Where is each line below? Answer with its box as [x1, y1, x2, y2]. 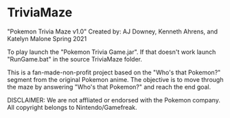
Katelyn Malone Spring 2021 [7, 34, 87, 42]
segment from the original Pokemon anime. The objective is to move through [7, 75, 224, 83]
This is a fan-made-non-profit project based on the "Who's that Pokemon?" [7, 68, 221, 76]
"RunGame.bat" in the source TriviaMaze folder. [7, 55, 143, 63]
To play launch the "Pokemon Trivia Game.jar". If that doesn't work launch [7, 48, 216, 56]
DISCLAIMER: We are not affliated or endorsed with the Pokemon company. [7, 95, 221, 104]
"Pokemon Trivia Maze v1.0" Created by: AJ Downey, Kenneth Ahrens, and [7, 27, 218, 35]
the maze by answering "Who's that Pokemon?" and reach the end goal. [7, 83, 211, 91]
